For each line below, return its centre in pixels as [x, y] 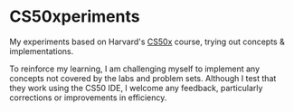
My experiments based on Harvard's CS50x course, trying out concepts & [147, 42]
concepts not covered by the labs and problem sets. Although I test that [143, 78]
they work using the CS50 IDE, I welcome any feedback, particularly [136, 88]
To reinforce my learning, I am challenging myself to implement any [135, 69]
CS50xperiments [75, 17]
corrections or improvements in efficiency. [88, 98]
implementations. [42, 51]
